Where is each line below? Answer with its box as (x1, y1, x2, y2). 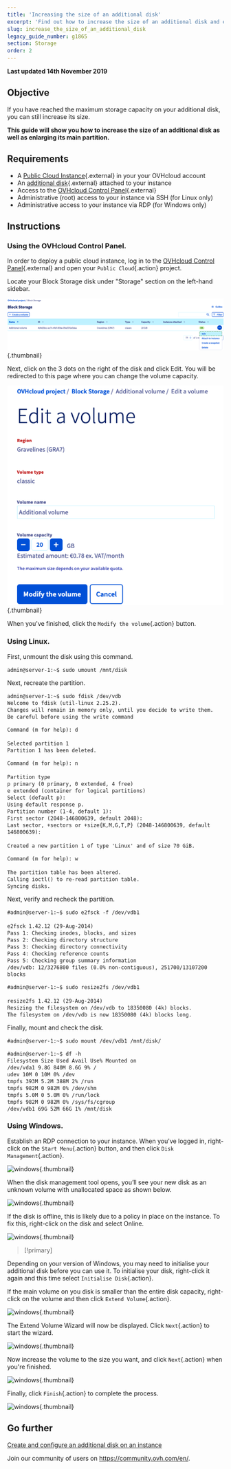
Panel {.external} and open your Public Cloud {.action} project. (7, 264, 182, 272)
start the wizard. (7, 1328, 54, 1337)
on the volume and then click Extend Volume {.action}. (21, 1294, 172, 1303)
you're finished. (7, 1362, 52, 1371)
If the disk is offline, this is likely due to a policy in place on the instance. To (7, 1212, 220, 1220)
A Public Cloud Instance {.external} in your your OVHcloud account (16, 171, 206, 179)
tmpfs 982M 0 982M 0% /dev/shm (7, 1085, 97, 1091)
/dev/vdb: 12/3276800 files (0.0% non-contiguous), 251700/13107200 (7, 964, 208, 971)
